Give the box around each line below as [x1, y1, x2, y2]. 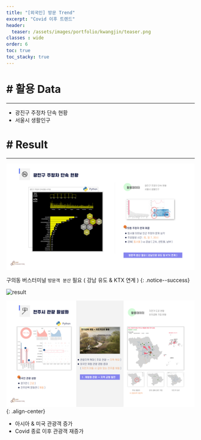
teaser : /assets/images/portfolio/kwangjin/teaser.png [11, 29, 151, 35]
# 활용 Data [6, 82, 62, 96]
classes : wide [6, 35, 44, 41]
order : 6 [6, 41, 28, 47]
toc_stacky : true [6, 54, 50, 60]
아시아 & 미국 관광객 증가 [14, 420, 73, 427]
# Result [6, 138, 48, 151]
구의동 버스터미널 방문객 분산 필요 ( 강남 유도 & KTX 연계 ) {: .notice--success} [6, 276, 190, 284]
